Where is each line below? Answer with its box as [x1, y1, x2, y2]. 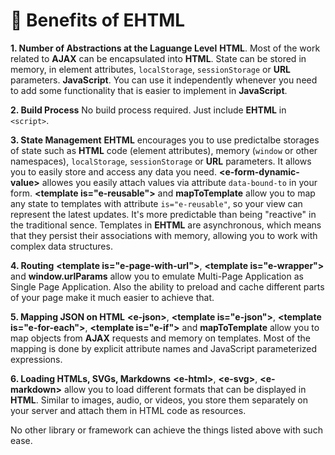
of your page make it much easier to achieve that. [10, 291, 215, 303]
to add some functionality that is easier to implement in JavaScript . [10, 84, 288, 96]
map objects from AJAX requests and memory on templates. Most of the [10, 332, 311, 344]
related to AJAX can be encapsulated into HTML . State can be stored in [10, 52, 307, 64]
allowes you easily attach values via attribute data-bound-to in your [41, 176, 318, 188]
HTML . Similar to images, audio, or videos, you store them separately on [10, 394, 309, 406]
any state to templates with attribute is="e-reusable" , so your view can [10, 197, 303, 209]
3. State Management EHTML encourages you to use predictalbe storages [10, 134, 320, 146]
